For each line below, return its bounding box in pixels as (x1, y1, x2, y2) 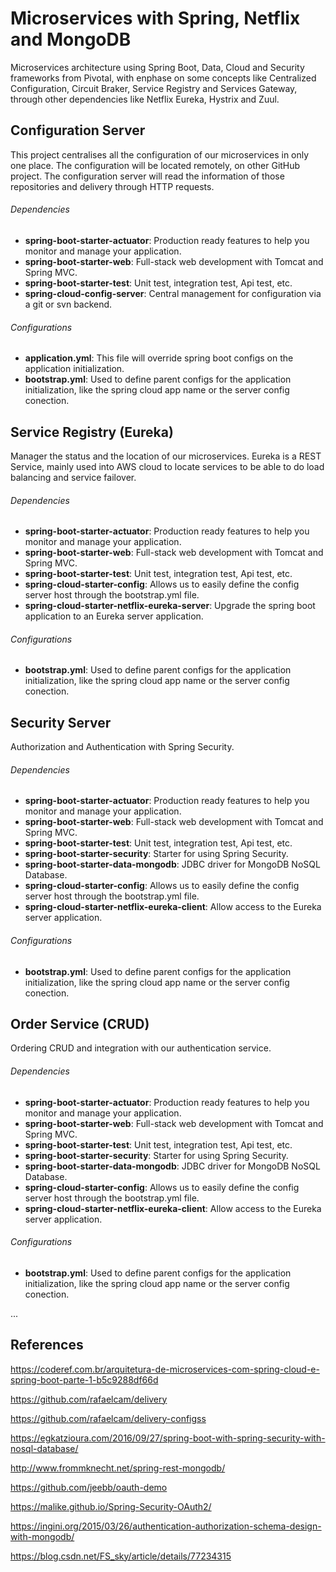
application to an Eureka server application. (24, 610, 204, 622)
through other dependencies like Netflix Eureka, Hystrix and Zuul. (10, 93, 280, 105)
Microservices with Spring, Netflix (10, 7, 301, 30)
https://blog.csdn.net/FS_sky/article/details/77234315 (10, 1550, 232, 1562)
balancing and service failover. (10, 471, 137, 483)
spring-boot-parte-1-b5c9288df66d (10, 1373, 159, 1386)
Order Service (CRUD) (10, 1015, 150, 1032)
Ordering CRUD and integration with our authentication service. (10, 1042, 272, 1054)
